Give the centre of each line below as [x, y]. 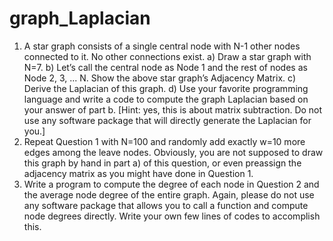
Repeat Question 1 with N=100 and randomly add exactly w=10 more [164, 141]
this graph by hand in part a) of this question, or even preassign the [162, 163]
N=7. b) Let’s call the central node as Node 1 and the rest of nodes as [165, 67]
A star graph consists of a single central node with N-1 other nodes [162, 46]
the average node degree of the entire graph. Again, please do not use [169, 194]
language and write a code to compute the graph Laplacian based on [166, 99]
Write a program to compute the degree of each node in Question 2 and [171, 184]
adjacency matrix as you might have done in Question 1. [138, 173]
